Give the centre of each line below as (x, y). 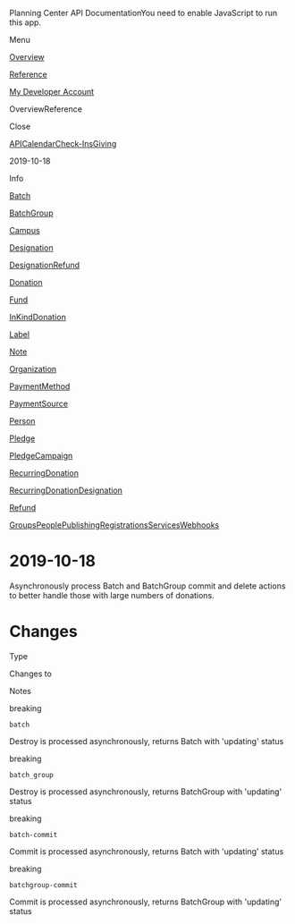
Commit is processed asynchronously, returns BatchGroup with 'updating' (146, 902)
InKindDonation (38, 317)
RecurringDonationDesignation (66, 490)
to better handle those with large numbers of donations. (112, 595)
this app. (25, 22)
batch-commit (34, 835)
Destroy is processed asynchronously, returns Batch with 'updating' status (147, 741)
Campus (25, 230)
